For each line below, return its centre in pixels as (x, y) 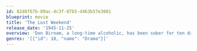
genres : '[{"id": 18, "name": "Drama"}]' (57, 39)
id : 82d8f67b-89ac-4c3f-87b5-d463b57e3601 (59, 11)
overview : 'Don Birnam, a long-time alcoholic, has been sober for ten (95, 33)
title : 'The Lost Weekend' (39, 22)
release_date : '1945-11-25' (40, 28)
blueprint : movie (27, 17)
